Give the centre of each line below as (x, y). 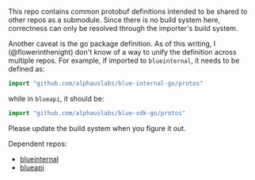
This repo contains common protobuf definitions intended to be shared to (128, 11)
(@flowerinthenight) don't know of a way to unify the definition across (122, 52)
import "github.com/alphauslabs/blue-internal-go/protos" (106, 83)
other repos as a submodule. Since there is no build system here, (114, 20)
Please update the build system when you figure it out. (97, 128)
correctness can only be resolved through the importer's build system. (123, 28)
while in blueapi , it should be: (56, 98)
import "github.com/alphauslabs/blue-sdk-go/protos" (97, 113)
